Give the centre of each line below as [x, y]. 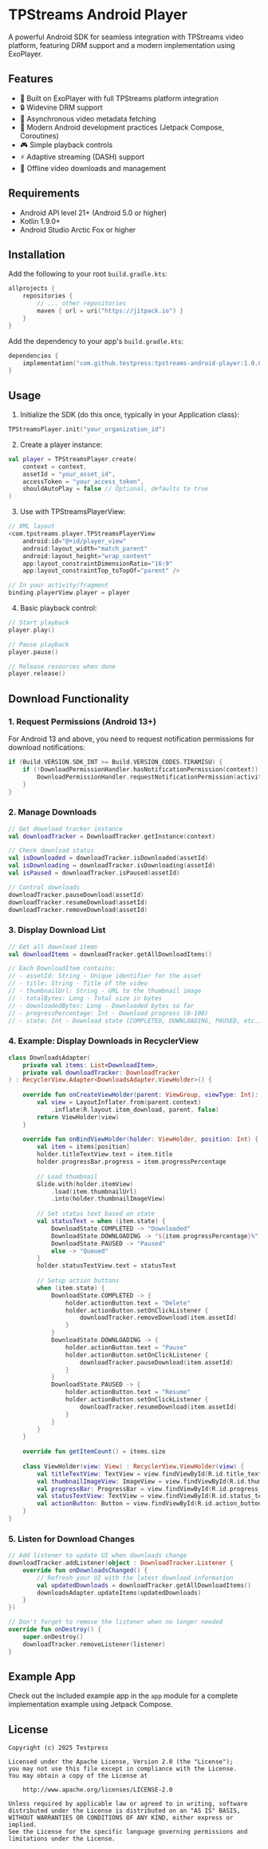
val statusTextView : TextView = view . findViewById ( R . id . [133, 1496]
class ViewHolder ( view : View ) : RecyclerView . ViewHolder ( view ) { [134, 1466]
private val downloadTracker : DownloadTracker [101, 1073]
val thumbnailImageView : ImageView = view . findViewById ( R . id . [142, 1481]
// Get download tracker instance [66, 829]
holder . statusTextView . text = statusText [107, 1266]
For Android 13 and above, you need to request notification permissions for [131, 739]
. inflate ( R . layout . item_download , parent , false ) [135, 1110]
